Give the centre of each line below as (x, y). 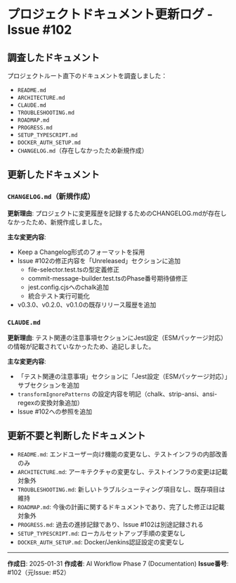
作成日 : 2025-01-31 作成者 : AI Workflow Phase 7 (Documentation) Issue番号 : (118, 563)
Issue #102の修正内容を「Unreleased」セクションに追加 (99, 260)
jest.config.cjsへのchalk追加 (68, 287)
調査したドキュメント (53, 57)
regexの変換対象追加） (51, 402)
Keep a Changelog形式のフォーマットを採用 (81, 252)
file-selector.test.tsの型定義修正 (73, 269)
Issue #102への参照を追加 (55, 411)
